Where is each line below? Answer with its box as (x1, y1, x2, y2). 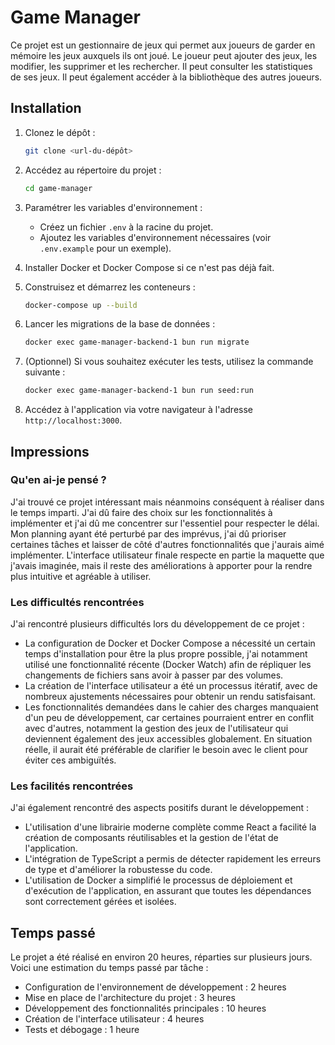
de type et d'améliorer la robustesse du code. (24, 864, 213, 876)
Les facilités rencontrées (10, 779, 134, 793)
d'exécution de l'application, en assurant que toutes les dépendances (24, 885, 312, 897)
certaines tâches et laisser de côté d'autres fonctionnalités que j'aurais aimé (10, 538, 325, 550)
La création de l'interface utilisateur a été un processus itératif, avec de (24, 680, 318, 692)
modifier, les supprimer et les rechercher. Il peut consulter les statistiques (10, 60, 313, 72)
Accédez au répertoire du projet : (24, 164, 162, 176)
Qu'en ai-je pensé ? (10, 473, 107, 487)
